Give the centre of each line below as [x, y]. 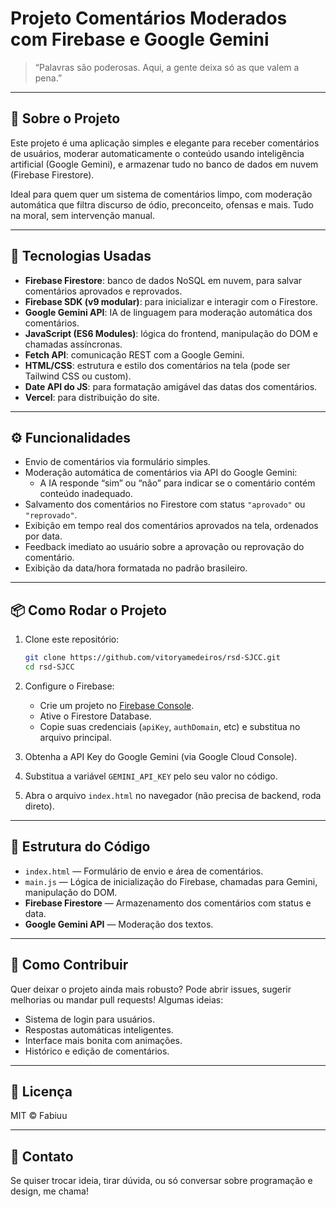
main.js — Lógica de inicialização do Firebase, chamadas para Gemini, [171, 881]
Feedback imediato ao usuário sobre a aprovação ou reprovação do [164, 547]
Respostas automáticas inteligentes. [99, 1029]
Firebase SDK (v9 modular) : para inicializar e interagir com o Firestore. [171, 301]
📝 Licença [41, 1091]
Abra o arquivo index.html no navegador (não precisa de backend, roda [173, 795]
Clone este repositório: [72, 639]
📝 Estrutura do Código [80, 847]
